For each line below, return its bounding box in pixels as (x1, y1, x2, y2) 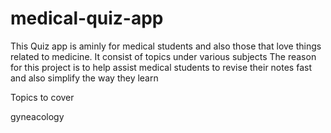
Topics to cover (10, 91, 75, 103)
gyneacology (10, 110, 65, 122)
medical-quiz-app (10, 7, 164, 30)
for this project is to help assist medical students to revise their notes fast (10, 61, 312, 73)
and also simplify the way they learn (10, 72, 159, 84)
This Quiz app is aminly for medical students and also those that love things (10, 40, 322, 52)
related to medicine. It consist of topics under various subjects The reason (10, 50, 317, 62)
